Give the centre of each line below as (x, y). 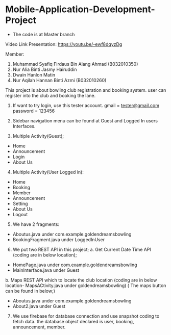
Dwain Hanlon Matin (34, 74)
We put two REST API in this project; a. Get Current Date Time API (82, 249)
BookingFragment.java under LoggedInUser (59, 239)
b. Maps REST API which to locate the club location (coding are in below (81, 280)
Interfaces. (24, 126)
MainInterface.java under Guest (46, 270)
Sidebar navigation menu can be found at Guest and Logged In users (85, 120)
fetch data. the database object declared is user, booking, (73, 321)
